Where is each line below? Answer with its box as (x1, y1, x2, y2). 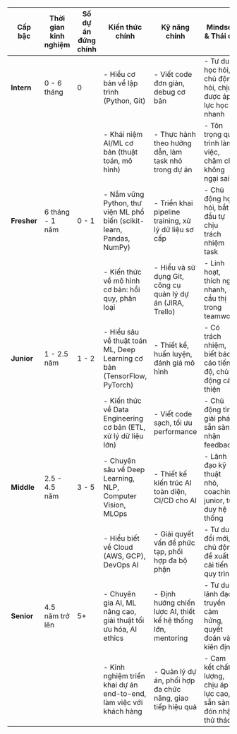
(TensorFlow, (103, 371, 147, 380)
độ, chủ (203, 367, 229, 376)
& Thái (204, 31, 226, 41)
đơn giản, (154, 78, 185, 88)
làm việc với (103, 698, 143, 707)
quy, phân (103, 294, 137, 303)
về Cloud (103, 543, 133, 552)
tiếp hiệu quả (154, 702, 197, 711)
